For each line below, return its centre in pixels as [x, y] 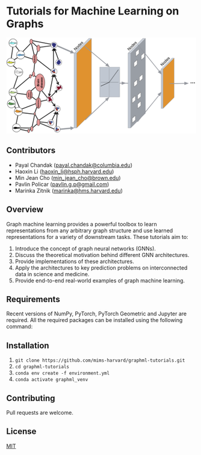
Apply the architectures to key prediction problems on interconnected [101, 268]
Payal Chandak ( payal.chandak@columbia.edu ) [73, 165]
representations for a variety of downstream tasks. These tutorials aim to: [97, 237]
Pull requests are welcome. [40, 412]
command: [20, 327]
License [21, 432]
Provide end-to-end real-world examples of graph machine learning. [100, 280]
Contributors [31, 151]
